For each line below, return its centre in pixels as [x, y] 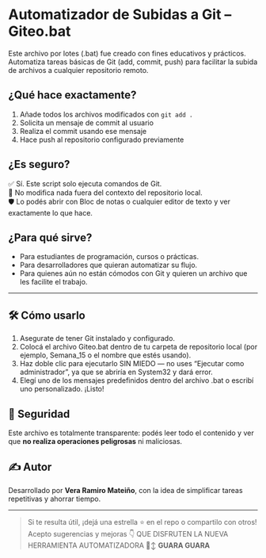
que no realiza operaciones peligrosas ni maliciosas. [95, 441]
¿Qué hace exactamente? [72, 96]
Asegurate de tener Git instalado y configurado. [97, 338]
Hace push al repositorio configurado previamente [102, 139]
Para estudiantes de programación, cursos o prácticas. [109, 257]
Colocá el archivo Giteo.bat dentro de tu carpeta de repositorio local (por [139, 347]
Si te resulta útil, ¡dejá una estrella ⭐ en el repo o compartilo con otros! [142, 522]
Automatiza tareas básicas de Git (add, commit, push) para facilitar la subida [133, 62]
